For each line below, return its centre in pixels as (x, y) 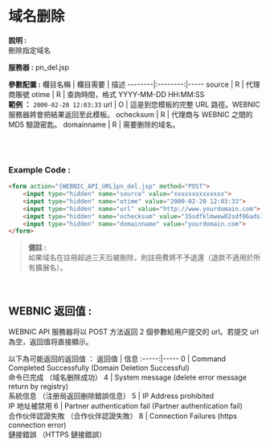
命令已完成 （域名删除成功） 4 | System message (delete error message (128, 377)
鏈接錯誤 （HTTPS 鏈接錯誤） (57, 435)
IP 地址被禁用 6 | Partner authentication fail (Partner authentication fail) (126, 406)
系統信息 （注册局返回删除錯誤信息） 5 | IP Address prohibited (111, 396)
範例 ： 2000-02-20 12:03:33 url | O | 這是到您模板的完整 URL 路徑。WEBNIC (135, 104)
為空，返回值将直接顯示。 (51, 342)
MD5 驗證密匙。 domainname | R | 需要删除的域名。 (94, 124)
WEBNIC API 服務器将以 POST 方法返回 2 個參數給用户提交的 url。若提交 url (134, 332)
